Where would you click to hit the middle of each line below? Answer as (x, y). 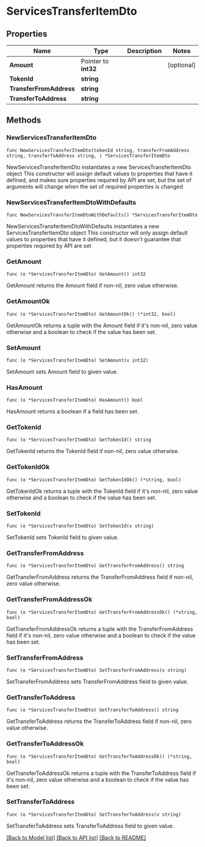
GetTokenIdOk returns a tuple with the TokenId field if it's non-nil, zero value (102, 491)
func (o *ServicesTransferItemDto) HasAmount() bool (75, 400)
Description (145, 51)
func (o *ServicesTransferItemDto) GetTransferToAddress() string (92, 710)
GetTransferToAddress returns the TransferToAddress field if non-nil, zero (99, 721)
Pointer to (95, 61)
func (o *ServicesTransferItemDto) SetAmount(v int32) (77, 360)
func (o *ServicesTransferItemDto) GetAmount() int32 (76, 274)
